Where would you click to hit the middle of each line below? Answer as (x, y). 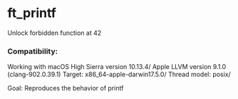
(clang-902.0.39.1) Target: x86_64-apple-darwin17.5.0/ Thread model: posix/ (119, 74)
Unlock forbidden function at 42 (55, 33)
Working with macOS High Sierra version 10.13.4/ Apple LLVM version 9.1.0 (117, 67)
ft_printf (32, 13)
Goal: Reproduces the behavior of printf (66, 88)
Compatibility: (33, 51)
